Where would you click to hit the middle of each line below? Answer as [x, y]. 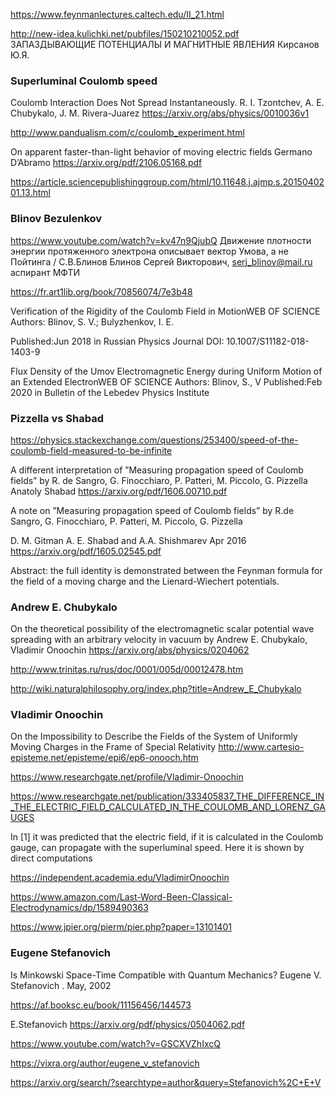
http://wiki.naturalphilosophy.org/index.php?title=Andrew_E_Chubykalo [156, 689]
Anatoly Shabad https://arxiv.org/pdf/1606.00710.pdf [119, 491]
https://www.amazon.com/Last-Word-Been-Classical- [121, 897]
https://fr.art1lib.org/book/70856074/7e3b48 [101, 291]
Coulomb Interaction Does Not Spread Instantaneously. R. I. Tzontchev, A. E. [167, 103]
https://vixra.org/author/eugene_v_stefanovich [105, 1063]
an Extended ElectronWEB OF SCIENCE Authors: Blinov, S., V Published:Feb [166, 381]
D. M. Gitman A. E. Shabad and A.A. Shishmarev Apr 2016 [128, 540]
